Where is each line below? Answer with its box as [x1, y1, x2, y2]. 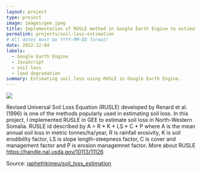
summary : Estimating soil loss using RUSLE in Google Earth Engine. [6, 76, 182, 82]
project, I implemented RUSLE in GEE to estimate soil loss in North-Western [6, 117, 192, 124]
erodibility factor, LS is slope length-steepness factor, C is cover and [6, 136, 176, 143]
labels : [6, 48, 26, 54]
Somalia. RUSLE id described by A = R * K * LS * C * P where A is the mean [6, 123, 195, 130]
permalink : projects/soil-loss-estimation [6, 31, 114, 37]
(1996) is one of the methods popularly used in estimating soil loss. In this [6, 110, 189, 117]
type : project [6, 14, 42, 20]
